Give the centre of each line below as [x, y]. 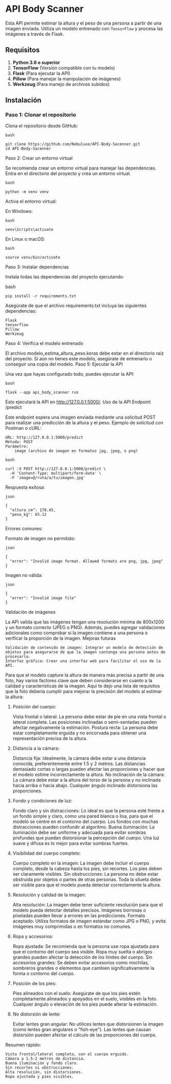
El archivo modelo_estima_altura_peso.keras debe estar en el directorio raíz [85, 353]
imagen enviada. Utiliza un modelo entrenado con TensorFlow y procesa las [84, 28]
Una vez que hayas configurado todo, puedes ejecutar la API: [70, 374]
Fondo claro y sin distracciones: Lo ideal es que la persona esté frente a [88, 811]
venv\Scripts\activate [29, 230]
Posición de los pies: [34, 984]
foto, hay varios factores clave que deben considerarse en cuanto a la [79, 681]
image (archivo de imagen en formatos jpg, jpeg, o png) [76, 451]
